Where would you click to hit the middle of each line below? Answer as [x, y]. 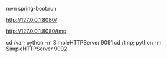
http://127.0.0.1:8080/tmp [36, 31]
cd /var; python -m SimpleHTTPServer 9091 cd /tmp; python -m [84, 42]
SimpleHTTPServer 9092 [37, 49]
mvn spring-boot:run [31, 8]
